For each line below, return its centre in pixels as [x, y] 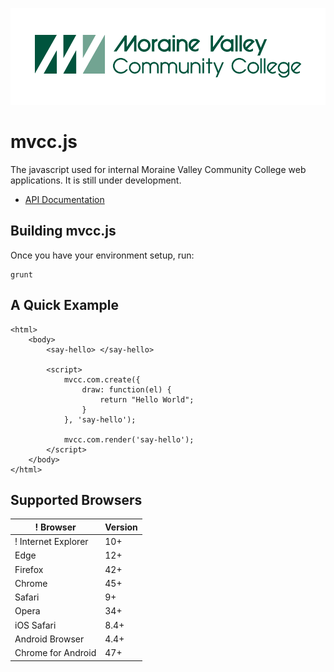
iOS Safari [35, 625]
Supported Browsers [76, 500]
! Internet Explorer [51, 542]
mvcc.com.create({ [102, 379]
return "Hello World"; [147, 399]
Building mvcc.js [63, 231]
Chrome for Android [55, 653]
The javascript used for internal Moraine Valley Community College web [158, 169]
